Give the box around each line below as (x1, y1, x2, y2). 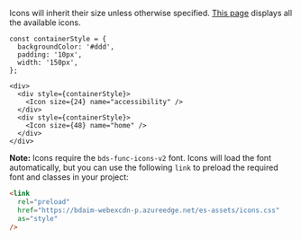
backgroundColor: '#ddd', (17, 42, 115, 51)
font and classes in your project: (9, 172, 129, 182)
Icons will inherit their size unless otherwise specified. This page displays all (9, 8, 293, 18)
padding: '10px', (17, 50, 83, 59)
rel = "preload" (17, 197, 70, 206)
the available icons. (9, 17, 81, 28)
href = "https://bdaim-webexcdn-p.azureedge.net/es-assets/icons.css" (17, 206, 280, 215)
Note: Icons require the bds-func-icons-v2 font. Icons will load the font (9, 153, 272, 163)
